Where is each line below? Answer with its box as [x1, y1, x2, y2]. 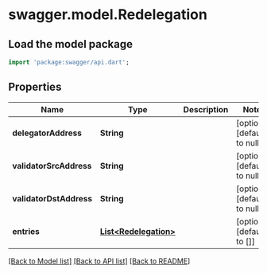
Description [183, 103, 229, 115]
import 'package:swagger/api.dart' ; [8, 58, 130, 66]
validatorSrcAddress [12, 160, 92, 171]
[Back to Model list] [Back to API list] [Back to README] [8, 256, 191, 266]
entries [12, 225, 40, 236]
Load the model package [8, 37, 133, 51]
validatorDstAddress [12, 193, 93, 204]
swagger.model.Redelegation [8, 6, 208, 24]
